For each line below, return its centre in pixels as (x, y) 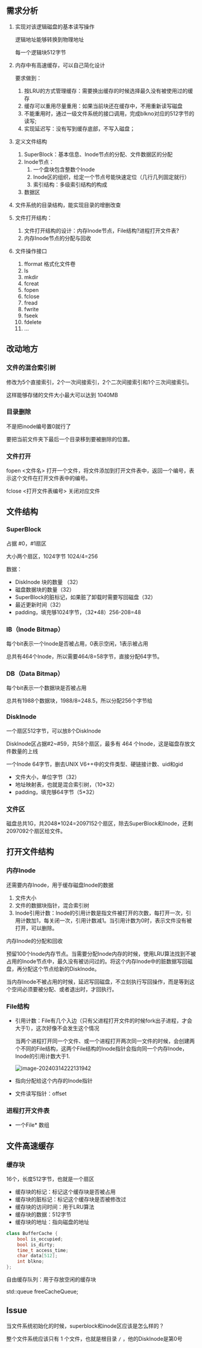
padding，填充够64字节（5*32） (56, 792)
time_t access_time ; (43, 1250)
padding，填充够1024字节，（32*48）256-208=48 (78, 612)
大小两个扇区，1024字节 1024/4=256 (52, 556)
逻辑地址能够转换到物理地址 (49, 39)
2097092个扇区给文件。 (36, 831)
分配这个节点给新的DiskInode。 (61, 968)
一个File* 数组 (32, 1125)
